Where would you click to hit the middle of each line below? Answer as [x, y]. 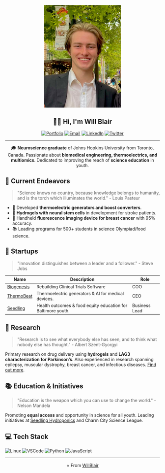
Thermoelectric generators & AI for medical [80, 293]
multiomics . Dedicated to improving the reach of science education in [82, 160]
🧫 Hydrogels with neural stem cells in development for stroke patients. [84, 213]
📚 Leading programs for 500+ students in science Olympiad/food [79, 229]
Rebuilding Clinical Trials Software [71, 287]
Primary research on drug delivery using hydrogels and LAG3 [68, 354]
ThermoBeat [20, 296]
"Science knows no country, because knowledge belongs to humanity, [88, 193]
